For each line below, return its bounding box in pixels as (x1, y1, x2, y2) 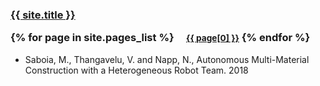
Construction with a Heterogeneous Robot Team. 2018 (24, 64, 249, 76)
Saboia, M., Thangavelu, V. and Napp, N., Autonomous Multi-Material (24, 53, 310, 65)
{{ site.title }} (10, 8, 76, 22)
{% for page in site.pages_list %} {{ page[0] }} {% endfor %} (10, 31, 311, 45)
